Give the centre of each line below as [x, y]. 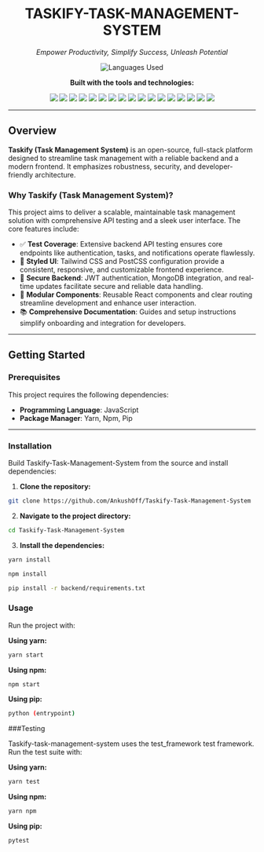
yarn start [26, 655]
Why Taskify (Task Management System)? [91, 195]
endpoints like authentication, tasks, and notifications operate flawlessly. [137, 253]
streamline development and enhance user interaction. [108, 303]
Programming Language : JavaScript [79, 410]
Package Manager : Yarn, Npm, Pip [76, 418]
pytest [19, 841]
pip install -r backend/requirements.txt [77, 588]
